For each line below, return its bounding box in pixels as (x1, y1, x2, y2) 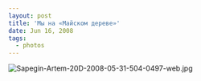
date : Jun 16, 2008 (8, 26, 74, 34)
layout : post (8, 11, 52, 20)
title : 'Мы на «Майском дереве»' (8, 19, 121, 27)
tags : (8, 34, 27, 43)
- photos (15, 42, 45, 50)
